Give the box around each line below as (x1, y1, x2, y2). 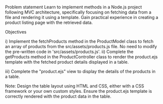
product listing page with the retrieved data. (5, 19, 93, 25)
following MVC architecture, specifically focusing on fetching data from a (5, 9, 152, 15)
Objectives (5, 29, 27, 35)
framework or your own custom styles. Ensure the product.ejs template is (5, 88, 152, 94)
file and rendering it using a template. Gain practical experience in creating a (5, 15, 159, 20)
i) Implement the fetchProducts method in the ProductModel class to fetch (5, 38, 154, 44)
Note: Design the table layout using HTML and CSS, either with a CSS (5, 83, 145, 89)
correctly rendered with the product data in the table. (5, 93, 111, 99)
